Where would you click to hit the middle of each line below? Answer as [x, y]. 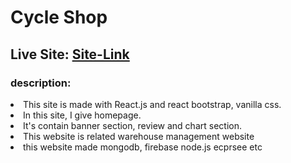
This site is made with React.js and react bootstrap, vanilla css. [152, 104]
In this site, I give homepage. [82, 115]
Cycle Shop [59, 17]
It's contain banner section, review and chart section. [132, 125]
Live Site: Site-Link [70, 54]
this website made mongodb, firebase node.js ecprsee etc [143, 147]
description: [41, 83]
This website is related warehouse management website [139, 136]
